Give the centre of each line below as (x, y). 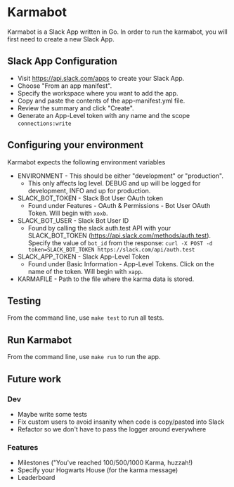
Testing (24, 300)
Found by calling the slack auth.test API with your (99, 228)
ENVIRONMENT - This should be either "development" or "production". (120, 176)
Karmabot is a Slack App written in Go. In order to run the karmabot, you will (117, 32)
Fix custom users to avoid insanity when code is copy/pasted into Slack (121, 422)
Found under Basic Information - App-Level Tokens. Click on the (121, 264)
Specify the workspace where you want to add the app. (98, 93)
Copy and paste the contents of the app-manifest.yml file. (101, 100)
